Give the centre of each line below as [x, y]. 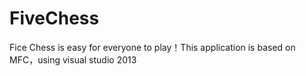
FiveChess [54, 18]
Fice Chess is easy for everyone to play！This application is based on [152, 47]
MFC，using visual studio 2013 [73, 59]
